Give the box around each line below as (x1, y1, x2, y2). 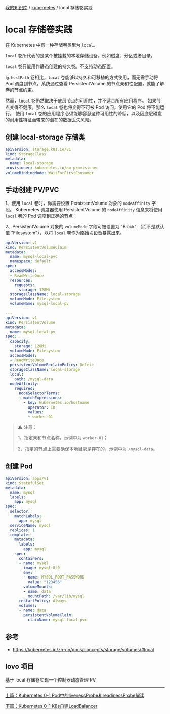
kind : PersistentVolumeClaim (5, 245, 67, 250)
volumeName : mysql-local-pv (10, 301, 69, 307)
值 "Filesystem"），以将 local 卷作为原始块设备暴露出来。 (5, 230, 125, 236)
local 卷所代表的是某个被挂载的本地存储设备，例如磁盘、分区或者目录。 (5, 52, 155, 58)
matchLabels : (14, 514, 42, 519)
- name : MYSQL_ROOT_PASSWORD (23, 575, 85, 580)
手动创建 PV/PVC (5, 186, 59, 194)
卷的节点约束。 (5, 87, 36, 93)
